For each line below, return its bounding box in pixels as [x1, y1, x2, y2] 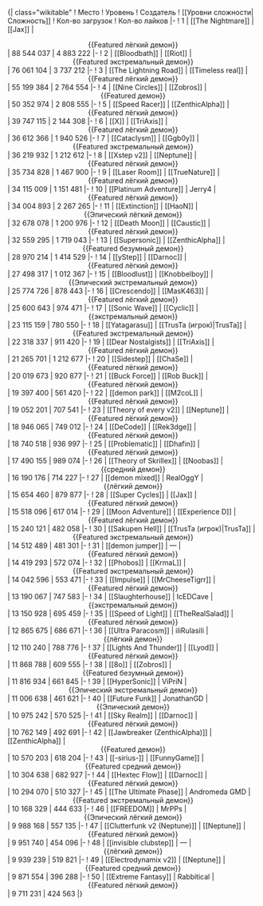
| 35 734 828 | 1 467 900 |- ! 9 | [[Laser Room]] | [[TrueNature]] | [7, 168, 220, 177]
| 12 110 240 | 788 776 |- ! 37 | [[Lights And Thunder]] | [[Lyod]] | [7, 643, 219, 652]
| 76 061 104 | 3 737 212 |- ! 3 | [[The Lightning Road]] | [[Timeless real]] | [7, 66, 248, 75]
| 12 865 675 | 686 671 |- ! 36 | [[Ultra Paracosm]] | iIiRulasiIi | [7, 626, 209, 635]
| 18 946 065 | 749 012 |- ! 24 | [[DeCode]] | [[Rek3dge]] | [7, 422, 197, 431]
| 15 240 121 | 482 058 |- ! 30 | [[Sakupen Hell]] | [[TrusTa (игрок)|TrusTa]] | [7, 524, 256, 533]
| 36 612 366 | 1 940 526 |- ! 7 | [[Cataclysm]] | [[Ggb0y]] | [7, 133, 200, 143]
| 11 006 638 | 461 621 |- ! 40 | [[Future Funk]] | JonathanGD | [7, 693, 209, 703]
